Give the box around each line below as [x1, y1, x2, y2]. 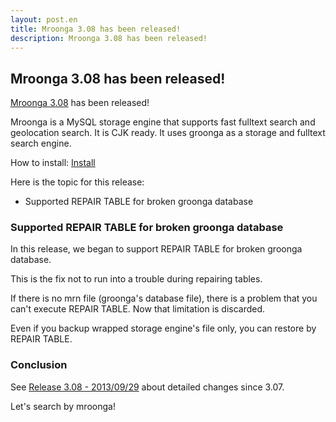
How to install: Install [10, 157, 96, 169]
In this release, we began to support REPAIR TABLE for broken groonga [10, 243, 303, 255]
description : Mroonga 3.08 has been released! [10, 33, 208, 43]
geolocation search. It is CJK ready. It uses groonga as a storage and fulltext [10, 127, 326, 139]
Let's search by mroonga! [10, 400, 116, 412]
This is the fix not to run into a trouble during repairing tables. [10, 273, 263, 285]
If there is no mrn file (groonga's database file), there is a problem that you [10, 292, 318, 305]
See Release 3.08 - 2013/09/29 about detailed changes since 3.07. [10, 381, 285, 393]
